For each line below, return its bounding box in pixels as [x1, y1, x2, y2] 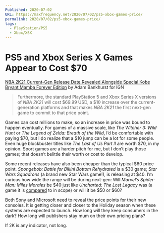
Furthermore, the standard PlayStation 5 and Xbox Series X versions [17, 94, 157, 100]
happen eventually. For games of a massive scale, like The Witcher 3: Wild [5, 124, 157, 130]
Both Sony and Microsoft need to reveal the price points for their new [5, 197, 147, 203]
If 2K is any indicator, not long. [5, 222, 67, 228]
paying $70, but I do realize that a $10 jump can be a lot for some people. [5, 135, 155, 141]
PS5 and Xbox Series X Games [5, 52, 133, 63]
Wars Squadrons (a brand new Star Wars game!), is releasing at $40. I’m [5, 171, 153, 177]
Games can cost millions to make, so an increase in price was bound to [5, 119, 150, 125]
